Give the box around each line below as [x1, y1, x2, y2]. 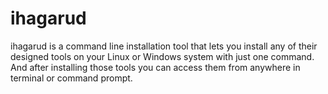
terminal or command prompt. [10, 72, 133, 84]
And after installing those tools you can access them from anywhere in [10, 61, 301, 73]
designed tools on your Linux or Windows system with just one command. [10, 50, 315, 62]
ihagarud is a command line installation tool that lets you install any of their [10, 40, 318, 52]
